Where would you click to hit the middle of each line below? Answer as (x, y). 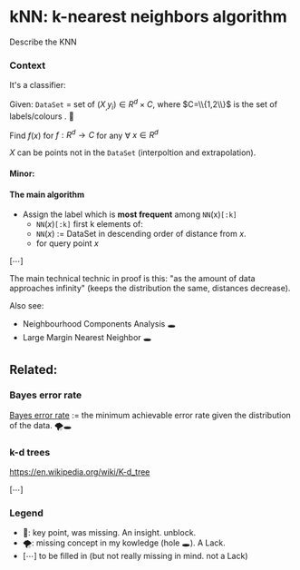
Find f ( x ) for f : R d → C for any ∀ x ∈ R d (84, 134)
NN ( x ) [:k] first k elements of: (89, 224)
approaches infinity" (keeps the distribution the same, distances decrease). (150, 289)
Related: (34, 369)
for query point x (68, 243)
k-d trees (30, 452)
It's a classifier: (38, 85)
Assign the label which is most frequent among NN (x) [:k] (130, 214)
